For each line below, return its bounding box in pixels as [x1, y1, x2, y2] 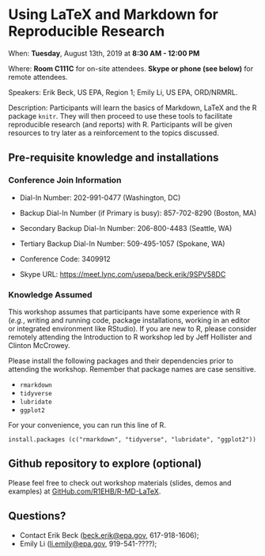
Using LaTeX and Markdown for [8, 6, 219, 24]
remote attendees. [8, 72, 69, 81]
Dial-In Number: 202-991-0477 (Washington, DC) [19, 192, 181, 202]
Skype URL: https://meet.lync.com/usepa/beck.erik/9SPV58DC [19, 269, 226, 278]
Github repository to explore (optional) [8, 457, 202, 471]
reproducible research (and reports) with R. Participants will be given [8, 119, 233, 129]
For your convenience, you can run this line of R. [8, 420, 166, 429]
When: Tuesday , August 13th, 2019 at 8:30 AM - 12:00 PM [8, 48, 200, 58]
